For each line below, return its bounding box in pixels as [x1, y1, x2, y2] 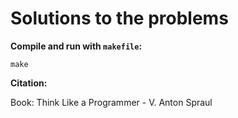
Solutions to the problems [10, 7, 229, 30]
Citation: [10, 77, 48, 89]
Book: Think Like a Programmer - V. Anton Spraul [10, 96, 213, 108]
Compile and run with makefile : [10, 40, 143, 52]
